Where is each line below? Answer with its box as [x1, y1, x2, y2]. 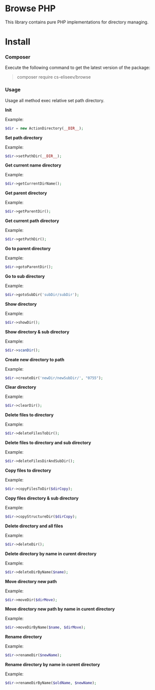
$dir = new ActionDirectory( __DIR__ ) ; [5, 125, 84, 131]
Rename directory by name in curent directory [5, 662, 101, 668]
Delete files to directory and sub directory [5, 440, 91, 446]
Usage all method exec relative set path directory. [5, 97, 104, 103]
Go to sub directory [5, 273, 45, 279]
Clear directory [5, 384, 36, 390]
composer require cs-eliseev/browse [17, 74, 91, 80]
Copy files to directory [5, 467, 52, 474]
